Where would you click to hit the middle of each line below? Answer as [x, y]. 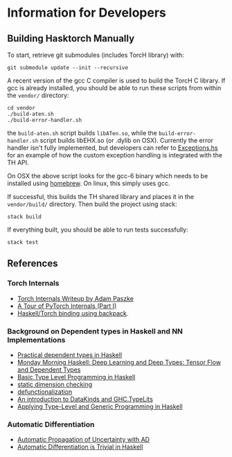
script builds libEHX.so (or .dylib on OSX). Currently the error [126, 140]
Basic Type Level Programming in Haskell [76, 377]
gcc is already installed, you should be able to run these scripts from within [114, 88]
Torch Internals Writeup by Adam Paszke [75, 298]
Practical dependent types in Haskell [70, 354]
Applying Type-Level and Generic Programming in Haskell [100, 406]
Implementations [36, 340]
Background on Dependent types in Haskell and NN [95, 331]
